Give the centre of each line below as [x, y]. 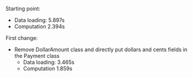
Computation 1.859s [48, 68]
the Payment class [37, 56]
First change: [22, 38]
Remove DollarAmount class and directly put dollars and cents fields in [101, 49]
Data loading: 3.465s [49, 62]
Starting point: [23, 9]
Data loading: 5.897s [39, 20]
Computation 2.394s [39, 26]
